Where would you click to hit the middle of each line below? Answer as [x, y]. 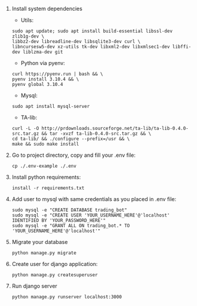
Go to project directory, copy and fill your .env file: [74, 155]
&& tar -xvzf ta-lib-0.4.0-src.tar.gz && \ [96, 134]
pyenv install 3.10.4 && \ [45, 79]
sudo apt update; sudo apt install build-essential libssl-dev [92, 31]
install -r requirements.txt [48, 188]
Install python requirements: [46, 177]
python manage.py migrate [44, 253]
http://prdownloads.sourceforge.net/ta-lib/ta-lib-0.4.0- [115, 128]
